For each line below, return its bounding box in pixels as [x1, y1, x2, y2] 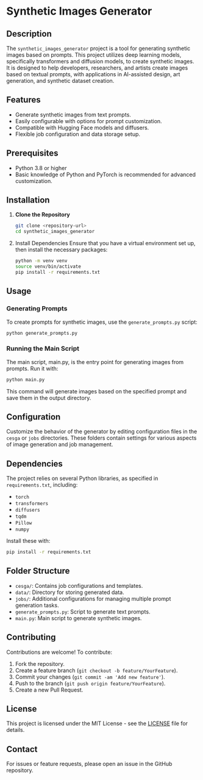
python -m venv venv [15, 258, 68, 264]
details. [6, 726, 25, 734]
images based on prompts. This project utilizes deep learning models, [6, 51, 182, 59]
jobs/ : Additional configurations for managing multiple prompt [15, 595, 171, 602]
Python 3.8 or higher [15, 164, 67, 171]
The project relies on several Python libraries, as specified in [6, 474, 158, 482]
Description [6, 29, 52, 39]
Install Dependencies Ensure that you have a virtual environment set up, [15, 240, 196, 247]
